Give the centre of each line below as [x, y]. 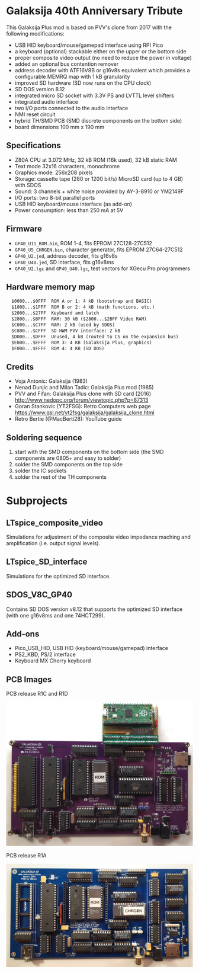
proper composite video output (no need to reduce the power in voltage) [103, 57]
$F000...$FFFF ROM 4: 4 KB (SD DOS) [58, 349]
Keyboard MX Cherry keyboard [53, 661]
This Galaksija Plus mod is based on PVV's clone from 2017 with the [89, 27]
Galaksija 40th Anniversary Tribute [94, 11]
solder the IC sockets [41, 471]
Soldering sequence [44, 438]
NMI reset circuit [35, 114]
